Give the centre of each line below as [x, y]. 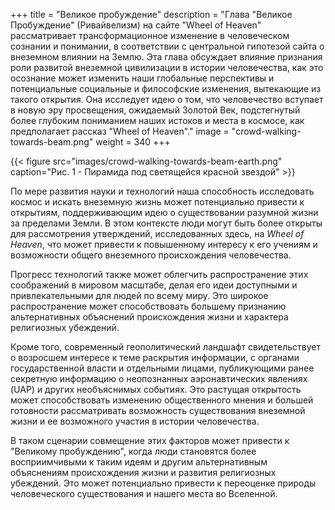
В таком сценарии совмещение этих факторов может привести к [150, 440]
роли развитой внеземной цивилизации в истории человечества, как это [167, 67]
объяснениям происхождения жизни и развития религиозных [143, 472]
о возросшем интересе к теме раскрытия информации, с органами [155, 357]
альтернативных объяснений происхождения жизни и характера [149, 317]
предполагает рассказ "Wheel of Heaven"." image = [120, 131]
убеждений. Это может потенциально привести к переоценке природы [163, 483]
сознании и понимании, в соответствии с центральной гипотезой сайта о [167, 46]
